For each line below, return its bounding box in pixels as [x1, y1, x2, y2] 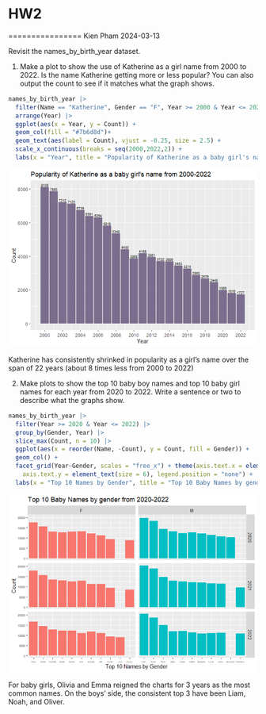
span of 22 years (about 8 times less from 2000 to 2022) [8, 363, 194, 373]
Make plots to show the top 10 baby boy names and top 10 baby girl [19, 378, 240, 388]
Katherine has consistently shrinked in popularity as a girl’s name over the [8, 355, 249, 364]
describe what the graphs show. [19, 395, 125, 405]
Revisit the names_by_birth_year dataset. [8, 46, 141, 56]
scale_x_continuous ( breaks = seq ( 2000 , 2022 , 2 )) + [15, 145, 182, 153]
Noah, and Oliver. [8, 697, 65, 706]
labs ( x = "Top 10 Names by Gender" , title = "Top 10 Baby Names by [15, 478, 243, 486]
